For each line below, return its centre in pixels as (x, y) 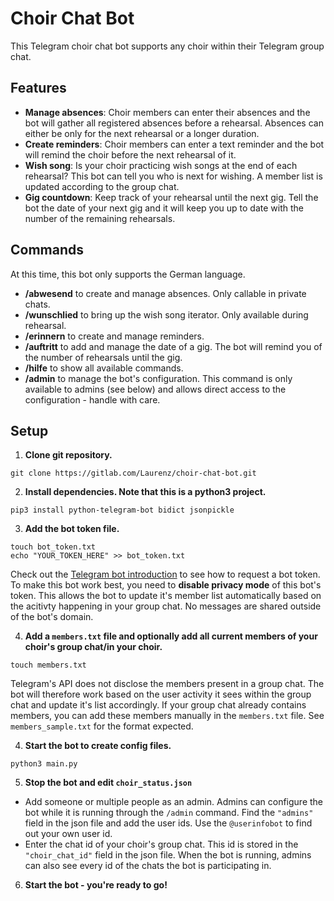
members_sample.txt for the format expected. (102, 726)
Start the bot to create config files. (98, 746)
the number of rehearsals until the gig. (103, 357)
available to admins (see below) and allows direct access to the (155, 389)
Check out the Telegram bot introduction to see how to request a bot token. (165, 574)
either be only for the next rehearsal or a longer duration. (142, 133)
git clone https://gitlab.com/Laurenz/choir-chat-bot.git (133, 473)
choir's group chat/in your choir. (93, 647)
